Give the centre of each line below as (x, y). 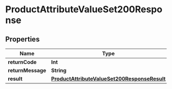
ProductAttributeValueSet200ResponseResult (108, 79)
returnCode (22, 62)
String (59, 70)
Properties (23, 39)
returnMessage (27, 70)
